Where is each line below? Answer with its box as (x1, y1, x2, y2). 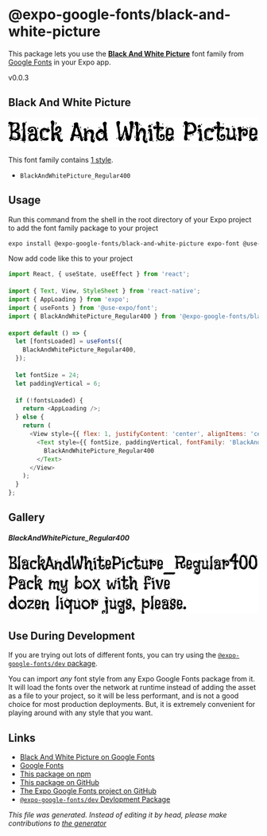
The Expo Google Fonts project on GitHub (19, 787, 157, 796)
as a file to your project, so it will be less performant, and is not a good (8, 691, 239, 701)
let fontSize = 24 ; (15, 371, 80, 379)
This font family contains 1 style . (8, 155, 114, 164)
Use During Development (8, 630, 135, 643)
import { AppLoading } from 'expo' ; (8, 296, 130, 304)
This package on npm (19, 769, 91, 779)
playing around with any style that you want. (8, 708, 153, 718)
